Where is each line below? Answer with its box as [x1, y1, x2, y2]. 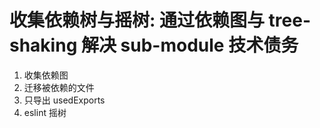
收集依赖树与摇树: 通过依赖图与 [9, 9, 265, 32]
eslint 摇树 [23, 106, 67, 118]
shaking [9, 34, 78, 57]
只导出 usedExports [23, 94, 106, 106]
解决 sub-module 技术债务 [80, 34, 299, 57]
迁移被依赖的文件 [23, 81, 95, 93]
